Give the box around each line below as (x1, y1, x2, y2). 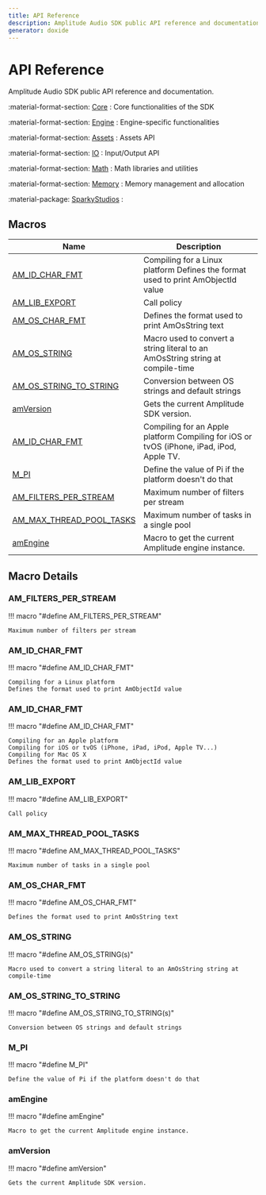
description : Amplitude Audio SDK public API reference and (8, 19, 211, 27)
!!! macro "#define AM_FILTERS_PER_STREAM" (8, 611, 162, 620)
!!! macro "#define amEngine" (8, 1112, 105, 1121)
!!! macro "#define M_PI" (8, 1060, 89, 1070)
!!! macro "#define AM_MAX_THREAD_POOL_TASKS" (8, 846, 180, 855)
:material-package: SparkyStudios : (8, 195, 124, 204)
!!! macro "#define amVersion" (8, 1163, 107, 1173)
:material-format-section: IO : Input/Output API (8, 148, 160, 158)
